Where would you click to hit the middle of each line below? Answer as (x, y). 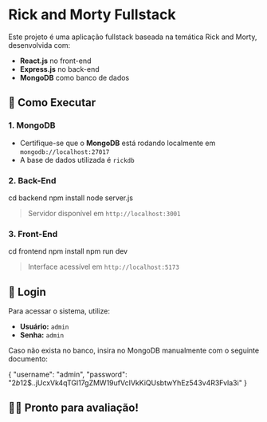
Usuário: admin (44, 327)
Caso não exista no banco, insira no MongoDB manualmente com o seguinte (134, 351)
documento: (28, 359)
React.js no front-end (55, 61)
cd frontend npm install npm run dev (68, 251)
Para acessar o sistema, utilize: (59, 311)
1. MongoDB (32, 125)
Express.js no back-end (59, 69)
